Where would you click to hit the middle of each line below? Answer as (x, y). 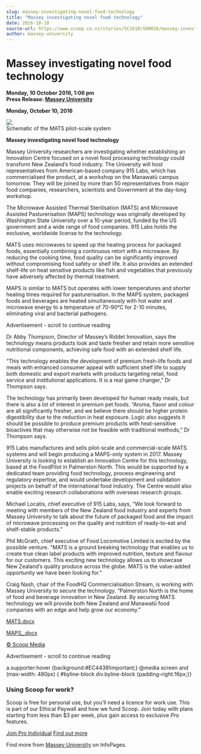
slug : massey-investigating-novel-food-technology (71, 12)
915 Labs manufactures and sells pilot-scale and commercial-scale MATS (97, 448)
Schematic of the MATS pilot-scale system (59, 129)
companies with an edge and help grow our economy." (74, 610)
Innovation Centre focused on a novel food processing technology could (95, 158)
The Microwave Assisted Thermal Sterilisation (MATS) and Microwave (92, 208)
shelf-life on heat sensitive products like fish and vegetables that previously (99, 270)
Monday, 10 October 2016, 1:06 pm (50, 93)
